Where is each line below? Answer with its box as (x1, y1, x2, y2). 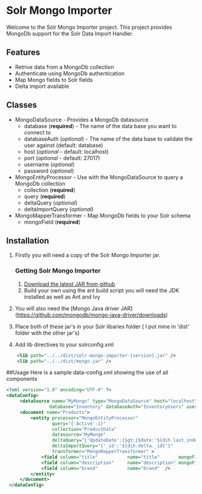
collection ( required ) (23, 186, 76, 193)
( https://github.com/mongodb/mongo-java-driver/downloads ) (14, 311, 168, 318)
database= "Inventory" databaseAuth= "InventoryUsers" (49, 404, 185, 410)
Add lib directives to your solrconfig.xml (14, 341, 114, 348)
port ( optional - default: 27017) (23, 154, 100, 161)
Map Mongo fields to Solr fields (14, 76, 93, 83)
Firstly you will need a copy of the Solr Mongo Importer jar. (14, 252, 161, 259)
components (6, 375, 38, 383)
